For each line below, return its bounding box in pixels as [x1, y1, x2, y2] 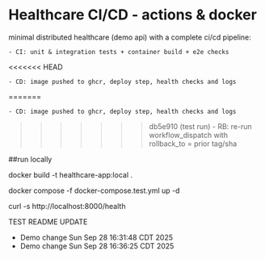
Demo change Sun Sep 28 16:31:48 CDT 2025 [19, 232, 174, 242]
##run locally [8, 154, 53, 164]
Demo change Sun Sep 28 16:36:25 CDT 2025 [19, 240, 175, 251]
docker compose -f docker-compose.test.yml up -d [8, 186, 180, 195]
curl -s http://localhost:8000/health [8, 201, 126, 211]
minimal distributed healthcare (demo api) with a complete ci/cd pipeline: [8, 32, 252, 42]
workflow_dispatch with [149, 130, 229, 140]
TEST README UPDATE [8, 216, 88, 227]
